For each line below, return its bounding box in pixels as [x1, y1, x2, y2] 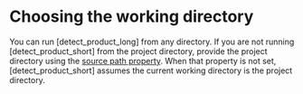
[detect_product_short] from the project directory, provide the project [9, 45, 269, 56]
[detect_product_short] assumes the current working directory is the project [9, 65, 293, 76]
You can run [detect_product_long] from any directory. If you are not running [9, 36, 295, 47]
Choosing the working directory [9, 6, 254, 27]
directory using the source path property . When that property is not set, [9, 55, 277, 66]
